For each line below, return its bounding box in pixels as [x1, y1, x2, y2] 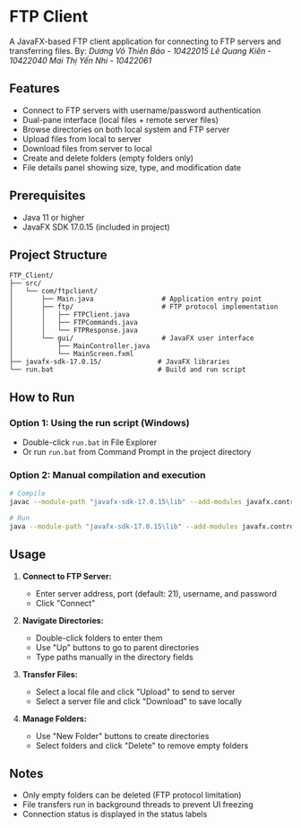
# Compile [9, 489, 47, 499]
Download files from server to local [21, 143, 152, 153]
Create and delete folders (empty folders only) [21, 153, 194, 163]
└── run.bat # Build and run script [9, 365, 246, 374]
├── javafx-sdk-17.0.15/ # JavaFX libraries [9, 357, 230, 367]
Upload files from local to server [21, 133, 142, 144]
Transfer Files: [21, 668, 78, 679]
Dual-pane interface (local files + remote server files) [21, 114, 219, 125]
